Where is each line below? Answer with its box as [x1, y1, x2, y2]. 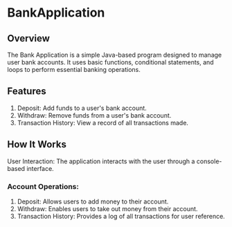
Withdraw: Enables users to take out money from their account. [17, 204, 198, 212]
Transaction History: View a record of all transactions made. [17, 118, 189, 127]
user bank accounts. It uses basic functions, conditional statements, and [7, 58, 214, 66]
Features [7, 85, 46, 98]
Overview [7, 33, 51, 44]
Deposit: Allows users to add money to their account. [17, 197, 169, 206]
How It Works [7, 138, 67, 150]
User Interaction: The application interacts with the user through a [7, 157, 195, 165]
